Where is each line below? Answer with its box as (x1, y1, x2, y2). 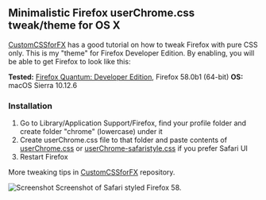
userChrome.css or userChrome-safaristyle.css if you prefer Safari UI (19, 144, 249, 153)
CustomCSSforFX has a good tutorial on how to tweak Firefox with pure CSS (8, 40, 258, 49)
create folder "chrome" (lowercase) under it (19, 127, 163, 137)
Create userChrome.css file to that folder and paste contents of (19, 135, 228, 145)
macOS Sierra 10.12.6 (8, 80, 78, 90)
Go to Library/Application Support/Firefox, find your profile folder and (19, 118, 247, 128)
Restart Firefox (19, 152, 69, 162)
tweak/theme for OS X (8, 19, 121, 33)
